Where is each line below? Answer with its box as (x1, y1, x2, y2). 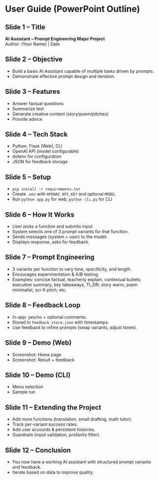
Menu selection (12, 384, 44, 390)
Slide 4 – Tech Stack (5, 131, 68, 139)
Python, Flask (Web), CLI (12, 143, 63, 149)
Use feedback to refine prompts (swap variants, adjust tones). (12, 324, 137, 330)
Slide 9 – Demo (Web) (5, 339, 72, 347)
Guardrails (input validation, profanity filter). (12, 432, 101, 438)
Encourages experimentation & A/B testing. (12, 271, 99, 277)
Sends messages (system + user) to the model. (12, 234, 108, 240)
